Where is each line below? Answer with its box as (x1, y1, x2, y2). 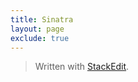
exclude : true (10, 33, 70, 43)
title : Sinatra (10, 14, 74, 25)
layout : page (10, 24, 65, 34)
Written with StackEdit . (34, 61, 130, 73)
